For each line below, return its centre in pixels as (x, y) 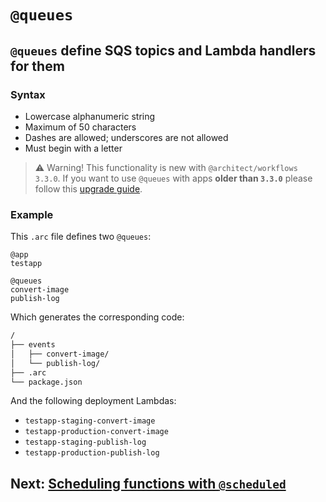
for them (37, 66)
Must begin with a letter (73, 148)
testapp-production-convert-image (96, 432)
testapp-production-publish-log (92, 453)
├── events (33, 345)
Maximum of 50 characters (80, 127)
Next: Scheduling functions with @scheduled (148, 483)
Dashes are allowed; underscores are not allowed (126, 137)
